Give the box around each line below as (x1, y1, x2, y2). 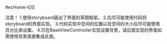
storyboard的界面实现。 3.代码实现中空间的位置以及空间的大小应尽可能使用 (5, 21, 160, 26)
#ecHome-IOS (5, 4, 35, 10)
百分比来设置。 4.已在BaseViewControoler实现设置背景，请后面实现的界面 (5, 27, 157, 33)
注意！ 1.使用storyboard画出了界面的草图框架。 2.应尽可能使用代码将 (5, 14, 147, 20)
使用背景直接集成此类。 (9, 33, 58, 39)
